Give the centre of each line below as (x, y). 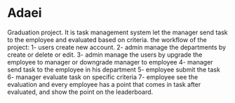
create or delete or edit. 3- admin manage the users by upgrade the (105, 55)
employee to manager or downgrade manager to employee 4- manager (110, 62)
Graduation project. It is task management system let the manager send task (117, 32)
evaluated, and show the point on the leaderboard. (80, 92)
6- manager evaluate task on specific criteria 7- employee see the (103, 77)
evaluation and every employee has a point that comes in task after (104, 84)
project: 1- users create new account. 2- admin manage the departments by (117, 47)
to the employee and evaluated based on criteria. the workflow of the (107, 39)
